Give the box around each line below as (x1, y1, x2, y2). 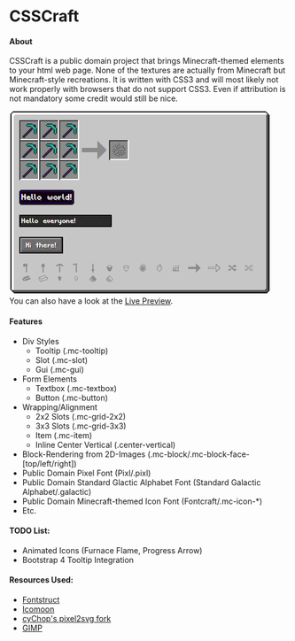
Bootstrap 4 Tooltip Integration (21, 554, 135, 565)
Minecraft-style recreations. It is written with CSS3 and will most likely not (9, 74, 279, 85)
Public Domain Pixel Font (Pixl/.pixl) (21, 467, 151, 478)
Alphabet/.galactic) (21, 486, 92, 497)
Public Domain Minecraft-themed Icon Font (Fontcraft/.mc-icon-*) (21, 496, 263, 506)
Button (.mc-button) (35, 392, 109, 403)
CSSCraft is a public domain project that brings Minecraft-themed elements (9, 56, 285, 66)
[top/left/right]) (21, 458, 77, 468)
